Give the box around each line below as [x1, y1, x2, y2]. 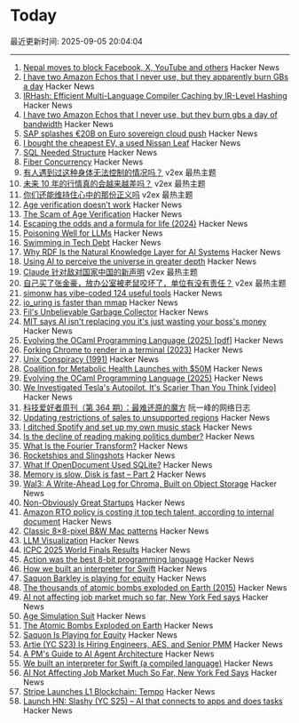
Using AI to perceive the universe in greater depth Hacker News [22, 255, 256, 267]
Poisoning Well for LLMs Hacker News [22, 228, 163, 238]
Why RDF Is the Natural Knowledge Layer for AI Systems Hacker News [22, 246, 281, 257]
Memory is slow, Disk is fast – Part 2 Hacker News [22, 469, 207, 479]
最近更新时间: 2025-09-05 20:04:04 [10, 36, 143, 46]
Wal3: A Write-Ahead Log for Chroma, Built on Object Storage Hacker [22, 478, 278, 489]
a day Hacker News [22, 81, 95, 92]
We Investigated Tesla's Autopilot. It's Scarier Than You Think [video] [22, 382, 277, 392]
